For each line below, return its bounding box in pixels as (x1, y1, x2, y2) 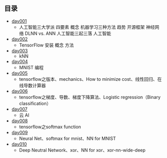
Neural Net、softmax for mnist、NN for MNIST (19, 135, 116, 141)
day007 (11, 106, 28, 112)
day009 (11, 129, 28, 135)
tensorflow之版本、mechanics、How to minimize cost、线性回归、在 (19, 76, 162, 82)
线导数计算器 (19, 82, 46, 88)
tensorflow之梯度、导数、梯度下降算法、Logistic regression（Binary (19, 94, 161, 100)
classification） (19, 100, 51, 107)
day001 (11, 18, 27, 24)
